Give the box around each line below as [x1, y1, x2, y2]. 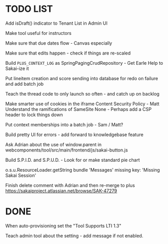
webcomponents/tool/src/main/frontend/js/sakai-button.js [5, 147, 128, 153]
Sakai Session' [5, 172, 36, 178]
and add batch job [5, 81, 44, 87]
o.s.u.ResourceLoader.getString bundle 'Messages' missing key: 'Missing [5, 166, 160, 173]
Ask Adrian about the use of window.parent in [5, 141, 102, 147]
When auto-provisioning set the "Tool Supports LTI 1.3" [5, 222, 121, 229]
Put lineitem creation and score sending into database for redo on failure [5, 75, 158, 81]
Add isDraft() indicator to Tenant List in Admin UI [5, 20, 108, 26]
